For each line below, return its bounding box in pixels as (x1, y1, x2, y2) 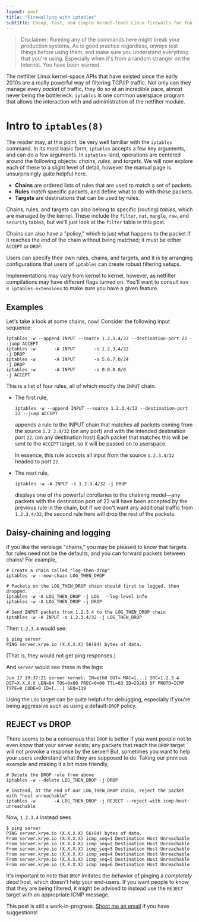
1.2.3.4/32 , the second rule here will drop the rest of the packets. (14, 510, 176, 518)
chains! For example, (6, 556, 58, 563)
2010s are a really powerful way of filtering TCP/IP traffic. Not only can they (6, 79, 191, 86)
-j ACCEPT (6, 372, 31, 378)
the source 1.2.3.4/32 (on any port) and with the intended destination (14, 428, 186, 435)
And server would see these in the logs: (6, 663, 104, 670)
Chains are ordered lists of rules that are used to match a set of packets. (14, 182, 193, 189)
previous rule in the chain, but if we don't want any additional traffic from (14, 504, 193, 512)
